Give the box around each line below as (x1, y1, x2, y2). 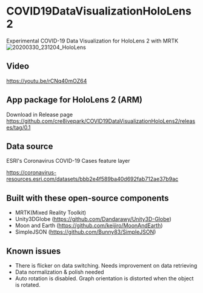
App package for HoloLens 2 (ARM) (6, 95, 142, 105)
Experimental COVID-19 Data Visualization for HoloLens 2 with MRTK (6, 37, 179, 44)
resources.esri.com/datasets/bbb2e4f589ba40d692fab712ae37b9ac (6, 176, 179, 183)
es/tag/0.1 (6, 123, 31, 131)
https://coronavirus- (6, 169, 56, 176)
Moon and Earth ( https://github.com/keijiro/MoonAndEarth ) (15, 222, 163, 229)
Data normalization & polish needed (15, 268, 104, 275)
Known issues (6, 246, 61, 256)
